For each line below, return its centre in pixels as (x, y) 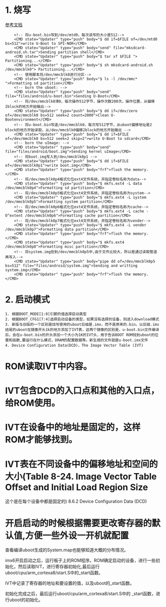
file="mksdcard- (130, 48)
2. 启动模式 (28, 300)
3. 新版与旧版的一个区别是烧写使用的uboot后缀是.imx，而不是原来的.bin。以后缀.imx (82, 324)
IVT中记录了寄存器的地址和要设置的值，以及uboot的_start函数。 (70, 583)
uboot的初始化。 (26, 600)
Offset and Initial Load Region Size (77, 487)
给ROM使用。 (33, 403)
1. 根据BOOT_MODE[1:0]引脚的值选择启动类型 (46, 314)
